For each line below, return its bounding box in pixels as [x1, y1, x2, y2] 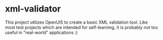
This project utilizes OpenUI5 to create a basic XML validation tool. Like [5, 19, 148, 25]
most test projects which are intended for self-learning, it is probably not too [5, 24, 158, 30]
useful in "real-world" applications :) [5, 29, 78, 35]
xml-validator [5, 3, 61, 14]
